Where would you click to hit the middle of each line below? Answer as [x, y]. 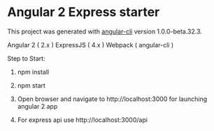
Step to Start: [26, 58]
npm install [33, 72]
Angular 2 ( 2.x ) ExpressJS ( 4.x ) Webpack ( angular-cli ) [91, 45]
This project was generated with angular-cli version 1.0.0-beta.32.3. [105, 31]
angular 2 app [37, 106]
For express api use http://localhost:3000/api [83, 120]
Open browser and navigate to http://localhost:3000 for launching [112, 99]
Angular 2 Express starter [84, 12]
